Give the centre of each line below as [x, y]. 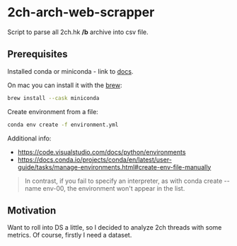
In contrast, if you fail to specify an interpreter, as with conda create [123, 181]
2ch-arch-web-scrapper [81, 12]
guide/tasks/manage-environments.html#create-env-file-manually [114, 167]
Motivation [32, 210]
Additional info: [29, 138]
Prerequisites [37, 54]
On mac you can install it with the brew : [65, 85]
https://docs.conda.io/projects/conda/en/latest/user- [94, 160]
